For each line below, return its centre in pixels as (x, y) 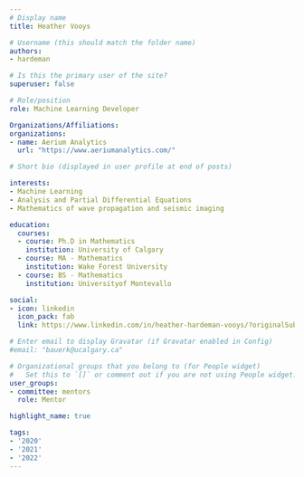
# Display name (38, 18)
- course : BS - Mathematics (71, 275)
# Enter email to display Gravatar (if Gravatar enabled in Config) (141, 342)
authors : (26, 51)
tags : (19, 433)
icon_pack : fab (46, 317)
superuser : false (42, 84)
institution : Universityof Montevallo (99, 283)
